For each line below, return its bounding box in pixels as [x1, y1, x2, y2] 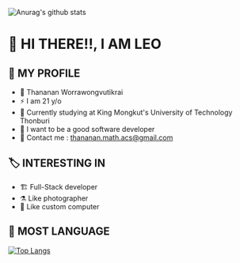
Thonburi [19, 116, 50, 126]
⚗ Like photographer [19, 193, 89, 203]
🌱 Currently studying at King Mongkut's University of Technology [19, 107, 233, 117]
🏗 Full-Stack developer [19, 182, 98, 191]
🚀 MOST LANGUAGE [8, 225, 110, 239]
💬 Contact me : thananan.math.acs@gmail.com [19, 133, 173, 142]
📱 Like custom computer [19, 201, 100, 211]
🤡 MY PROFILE [8, 66, 81, 80]
